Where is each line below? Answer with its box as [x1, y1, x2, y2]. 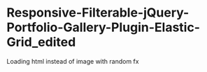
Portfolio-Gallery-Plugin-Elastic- [6, 19, 201, 35]
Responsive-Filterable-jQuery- [6, 5, 190, 21]
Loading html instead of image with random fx [6, 57, 139, 65]
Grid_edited [6, 35, 76, 50]
